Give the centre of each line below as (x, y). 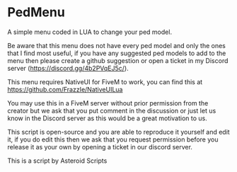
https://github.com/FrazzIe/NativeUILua (65, 89)
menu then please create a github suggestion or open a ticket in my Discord (118, 60)
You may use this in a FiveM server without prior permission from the (108, 103)
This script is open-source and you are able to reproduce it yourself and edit (118, 132)
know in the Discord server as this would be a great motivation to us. (107, 118)
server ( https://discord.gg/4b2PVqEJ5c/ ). (68, 68)
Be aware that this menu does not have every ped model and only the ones (117, 45)
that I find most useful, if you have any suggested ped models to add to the (117, 53)
